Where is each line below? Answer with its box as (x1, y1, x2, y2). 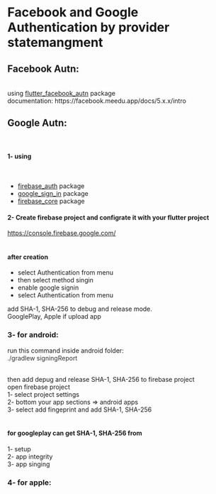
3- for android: (7, 330, 59, 340)
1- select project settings (7, 390, 80, 398)
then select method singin (17, 276, 94, 285)
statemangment (7, 35, 103, 50)
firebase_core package (17, 197, 85, 206)
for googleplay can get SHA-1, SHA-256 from (7, 429, 143, 437)
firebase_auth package (17, 182, 85, 190)
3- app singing (7, 459, 50, 468)
